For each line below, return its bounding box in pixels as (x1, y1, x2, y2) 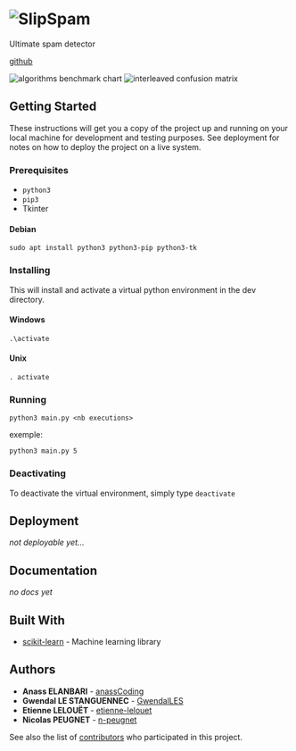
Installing (9, 264, 51, 277)
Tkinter (21, 204, 49, 214)
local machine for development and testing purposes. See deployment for (9, 132, 280, 143)
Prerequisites (9, 163, 69, 176)
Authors (9, 662, 56, 678)
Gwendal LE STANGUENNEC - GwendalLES (21, 695, 185, 705)
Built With (9, 613, 65, 628)
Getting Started (9, 99, 97, 114)
